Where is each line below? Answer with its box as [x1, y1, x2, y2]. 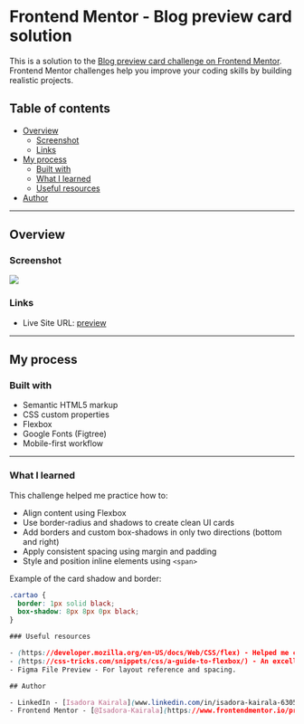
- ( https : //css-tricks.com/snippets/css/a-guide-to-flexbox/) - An [9, 656, 270, 666]
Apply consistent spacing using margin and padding [22, 546, 217, 557]
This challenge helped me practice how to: [9, 490, 168, 500]
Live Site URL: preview [22, 317, 107, 328]
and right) [22, 536, 60, 547]
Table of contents [9, 101, 110, 117]
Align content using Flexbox [22, 507, 127, 518]
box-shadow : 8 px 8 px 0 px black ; [17, 607, 140, 616]
